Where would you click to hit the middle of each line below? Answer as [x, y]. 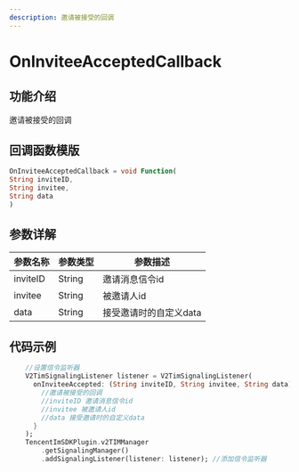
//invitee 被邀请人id [78, 409]
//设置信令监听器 [53, 368]
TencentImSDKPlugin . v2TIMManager [87, 443]
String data [31, 197]
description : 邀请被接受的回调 [62, 17]
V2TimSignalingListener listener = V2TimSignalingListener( [139, 376]
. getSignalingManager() [85, 451]
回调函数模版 [44, 151]
